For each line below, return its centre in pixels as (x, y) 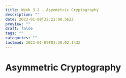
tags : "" (14, 33)
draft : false (19, 29)
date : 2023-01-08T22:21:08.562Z (39, 19)
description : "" (22, 15)
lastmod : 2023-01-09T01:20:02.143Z (43, 43)
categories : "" (21, 38)
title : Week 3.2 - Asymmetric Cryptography (52, 10)
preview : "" (18, 24)
